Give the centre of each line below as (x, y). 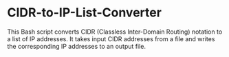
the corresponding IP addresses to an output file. (77, 46)
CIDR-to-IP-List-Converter (84, 13)
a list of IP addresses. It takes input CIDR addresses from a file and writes (111, 38)
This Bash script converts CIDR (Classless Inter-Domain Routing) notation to (115, 32)
